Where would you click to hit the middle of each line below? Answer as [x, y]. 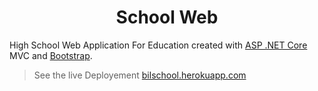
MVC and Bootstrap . [51, 55]
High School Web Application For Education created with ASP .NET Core [158, 45]
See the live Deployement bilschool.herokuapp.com [140, 75]
